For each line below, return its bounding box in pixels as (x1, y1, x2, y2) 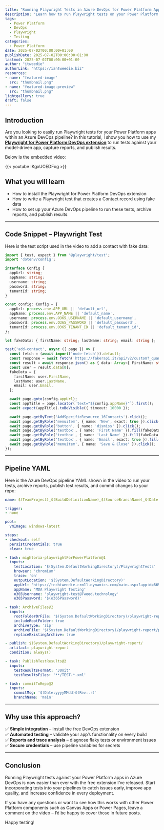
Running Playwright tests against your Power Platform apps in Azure (5, 774, 143, 780)
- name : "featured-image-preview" (5, 84, 76, 89)
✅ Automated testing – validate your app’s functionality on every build (5, 731, 147, 737)
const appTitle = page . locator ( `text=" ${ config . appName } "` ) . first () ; (9, 401, 154, 406)
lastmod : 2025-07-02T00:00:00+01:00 (5, 57, 80, 62)
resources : (5, 71, 27, 76)
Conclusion (5, 762, 41, 770)
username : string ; (9, 279, 47, 284)
